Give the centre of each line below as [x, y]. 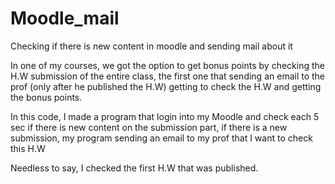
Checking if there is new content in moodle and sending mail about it [151, 46]
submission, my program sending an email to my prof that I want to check [161, 138]
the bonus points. [46, 97]
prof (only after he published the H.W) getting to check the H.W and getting [166, 86]
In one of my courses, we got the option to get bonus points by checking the [167, 65]
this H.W [28, 148]
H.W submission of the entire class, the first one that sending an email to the [168, 76]
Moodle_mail [65, 18]
